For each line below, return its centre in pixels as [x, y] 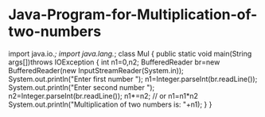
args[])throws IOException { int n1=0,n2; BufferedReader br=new [114, 62]
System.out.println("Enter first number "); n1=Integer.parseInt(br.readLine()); [133, 79]
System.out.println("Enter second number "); [82, 87]
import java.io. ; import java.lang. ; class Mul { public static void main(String [130, 53]
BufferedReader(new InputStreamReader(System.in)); [96, 70]
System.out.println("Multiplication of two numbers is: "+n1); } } [110, 104]
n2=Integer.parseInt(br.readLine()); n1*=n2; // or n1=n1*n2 [103, 96]
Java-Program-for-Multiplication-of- [133, 15]
